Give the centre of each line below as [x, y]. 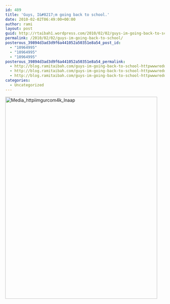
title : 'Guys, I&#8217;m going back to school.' [57, 15]
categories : [18, 80]
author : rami [19, 24]
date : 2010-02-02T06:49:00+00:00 [40, 19]
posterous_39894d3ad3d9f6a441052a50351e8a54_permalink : [65, 62]
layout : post [19, 29]
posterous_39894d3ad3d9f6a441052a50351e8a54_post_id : [63, 43]
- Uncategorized [27, 85]
